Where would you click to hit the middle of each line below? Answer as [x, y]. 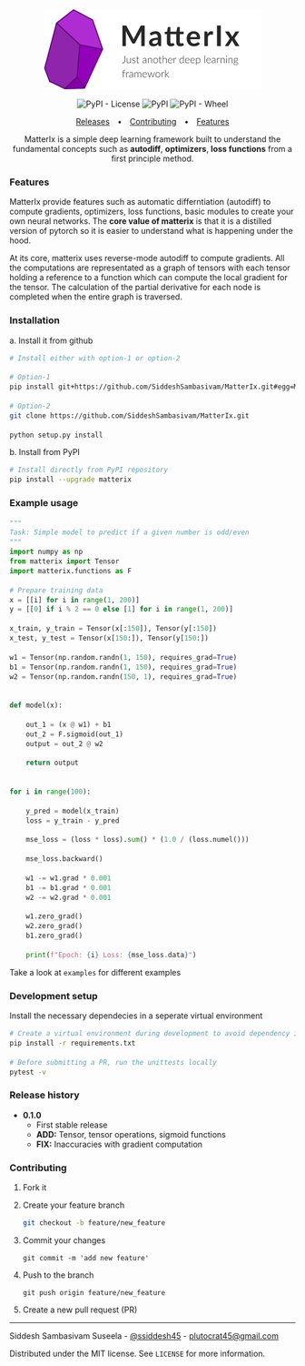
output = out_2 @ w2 [64, 744]
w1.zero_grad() [54, 916]
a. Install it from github [51, 340]
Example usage [44, 503]
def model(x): [36, 705]
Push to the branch [58, 1275]
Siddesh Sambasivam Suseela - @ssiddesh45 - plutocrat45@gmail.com [144, 1336]
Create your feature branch [74, 1205]
